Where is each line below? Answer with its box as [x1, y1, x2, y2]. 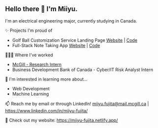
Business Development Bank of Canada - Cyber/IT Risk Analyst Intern [12, 67, 154, 73]
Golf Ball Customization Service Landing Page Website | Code [12, 37, 137, 43]
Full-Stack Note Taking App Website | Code [12, 42, 101, 48]
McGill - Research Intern [12, 61, 62, 67]
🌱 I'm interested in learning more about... [5, 76, 87, 82]
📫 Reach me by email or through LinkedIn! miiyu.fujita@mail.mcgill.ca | [5, 101, 149, 106]
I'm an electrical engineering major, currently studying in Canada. [5, 18, 137, 24]
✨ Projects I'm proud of [5, 27, 53, 33]
